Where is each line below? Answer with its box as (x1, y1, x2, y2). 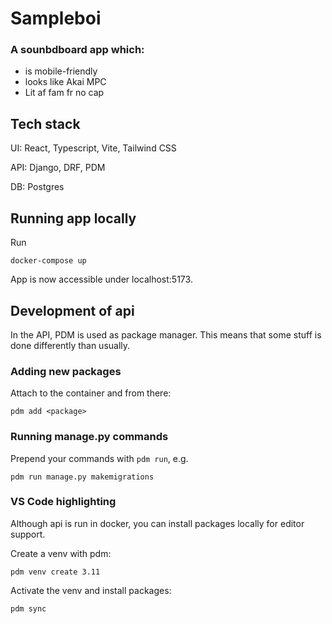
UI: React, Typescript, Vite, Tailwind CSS (10, 142, 177, 154)
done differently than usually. (10, 339, 131, 351)
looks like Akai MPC (24, 76, 107, 88)
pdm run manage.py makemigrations (10, 472, 155, 482)
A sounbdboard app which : (10, 43, 145, 57)
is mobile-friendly (24, 65, 98, 77)
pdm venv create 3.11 (10, 567, 101, 577)
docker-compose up (10, 256, 87, 266)
